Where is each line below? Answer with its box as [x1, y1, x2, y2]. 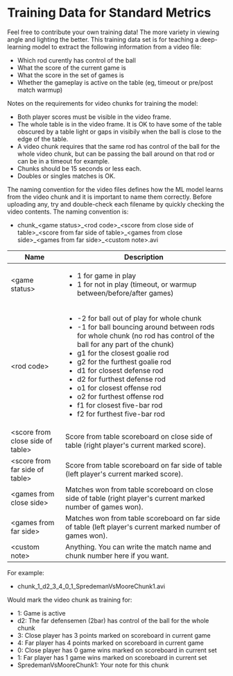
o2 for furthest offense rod [77, 392, 164, 401]
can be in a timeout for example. [17, 156, 110, 165]
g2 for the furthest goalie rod [77, 357, 172, 367]
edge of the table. [17, 134, 69, 143]
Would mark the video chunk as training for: [7, 595, 132, 604]
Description [123, 252, 164, 261]
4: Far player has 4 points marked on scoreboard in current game [17, 638, 205, 647]
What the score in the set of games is [17, 71, 125, 79]
